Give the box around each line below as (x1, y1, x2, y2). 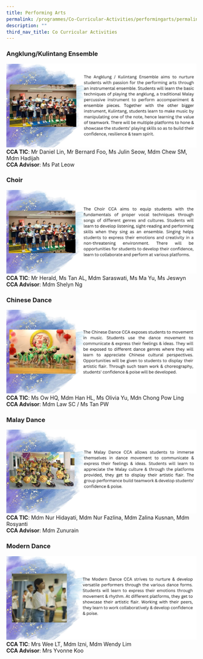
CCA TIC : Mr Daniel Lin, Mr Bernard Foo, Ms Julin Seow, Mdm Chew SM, (6, 148, 187, 155)
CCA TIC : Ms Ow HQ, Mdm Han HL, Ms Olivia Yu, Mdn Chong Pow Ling (6, 394, 184, 401)
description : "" (6, 22, 47, 28)
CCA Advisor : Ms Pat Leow (6, 161, 75, 168)
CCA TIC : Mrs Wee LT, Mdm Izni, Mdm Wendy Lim (6, 640, 132, 648)
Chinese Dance (6, 296, 53, 304)
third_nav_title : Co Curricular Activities (6, 29, 118, 35)
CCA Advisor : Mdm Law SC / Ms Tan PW (6, 401, 109, 408)
